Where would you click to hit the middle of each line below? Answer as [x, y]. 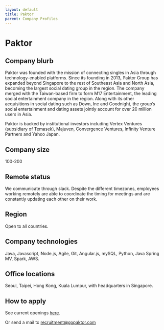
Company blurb [29, 61]
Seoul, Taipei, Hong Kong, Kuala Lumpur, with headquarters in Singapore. [79, 286]
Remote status [28, 177]
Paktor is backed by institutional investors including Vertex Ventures [74, 124]
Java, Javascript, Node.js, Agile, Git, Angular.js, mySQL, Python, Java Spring [82, 253]
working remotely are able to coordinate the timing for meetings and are [78, 194]
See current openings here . [33, 313]
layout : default [22, 10]
